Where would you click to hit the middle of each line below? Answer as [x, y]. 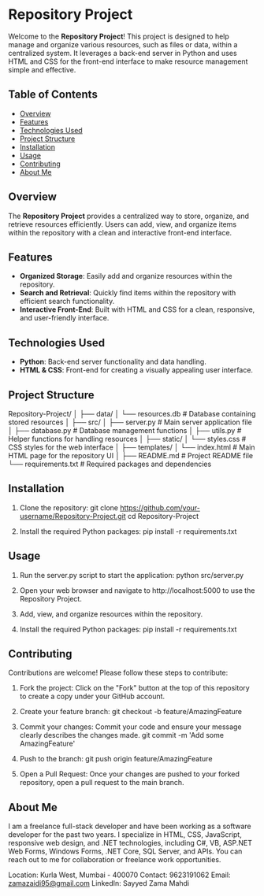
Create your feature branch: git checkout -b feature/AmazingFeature [131, 712]
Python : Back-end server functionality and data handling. [113, 362]
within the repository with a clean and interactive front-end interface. [120, 232]
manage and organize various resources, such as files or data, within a [123, 44]
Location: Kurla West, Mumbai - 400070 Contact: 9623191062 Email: [119, 875]
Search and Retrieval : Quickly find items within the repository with [128, 293]
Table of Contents [53, 95]
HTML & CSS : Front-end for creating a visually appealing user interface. [136, 370]
